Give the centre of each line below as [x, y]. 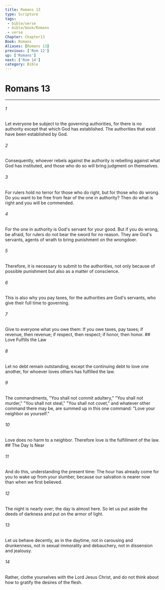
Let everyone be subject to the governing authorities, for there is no [73, 124]
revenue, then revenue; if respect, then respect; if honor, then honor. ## [78, 335]
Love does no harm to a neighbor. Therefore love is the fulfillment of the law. [82, 440]
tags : [11, 19]
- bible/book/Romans [28, 28]
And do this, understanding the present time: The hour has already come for [82, 472]
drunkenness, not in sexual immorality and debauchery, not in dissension [79, 545]
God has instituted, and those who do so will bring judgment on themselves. [82, 166]
